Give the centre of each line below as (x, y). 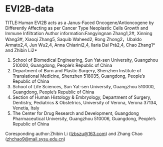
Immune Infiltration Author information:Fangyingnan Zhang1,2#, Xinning (79, 33)
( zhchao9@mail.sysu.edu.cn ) (35, 139)
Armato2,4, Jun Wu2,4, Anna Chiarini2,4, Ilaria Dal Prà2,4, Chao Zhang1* (80, 45)
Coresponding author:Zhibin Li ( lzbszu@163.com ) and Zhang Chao (74, 133)
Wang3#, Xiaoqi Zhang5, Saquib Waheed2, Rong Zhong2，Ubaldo (73, 39)
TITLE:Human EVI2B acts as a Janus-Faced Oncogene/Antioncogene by (79, 23)
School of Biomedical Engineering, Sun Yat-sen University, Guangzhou (85, 60)
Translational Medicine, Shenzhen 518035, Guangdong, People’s (79, 76)
